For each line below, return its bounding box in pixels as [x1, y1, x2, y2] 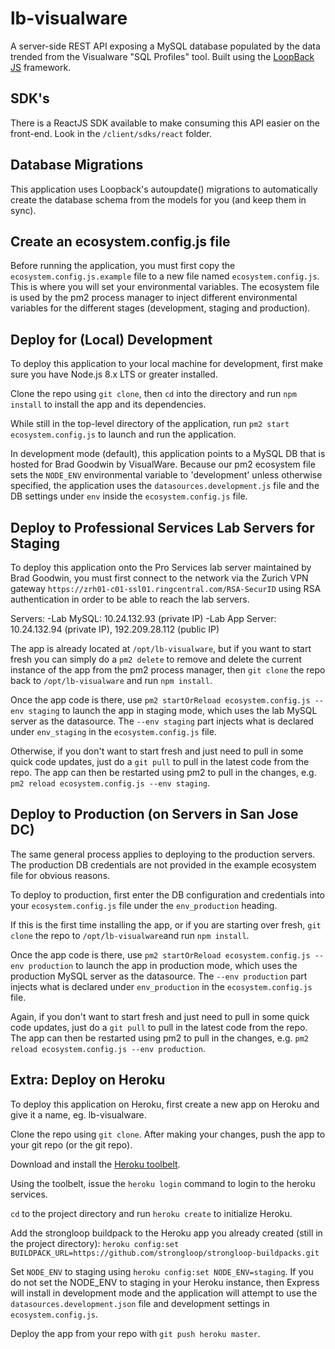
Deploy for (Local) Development [10, 331, 213, 348]
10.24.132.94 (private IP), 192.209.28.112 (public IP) [10, 623, 220, 635]
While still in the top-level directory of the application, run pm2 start [10, 418, 290, 430]
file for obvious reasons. [10, 869, 111, 881]
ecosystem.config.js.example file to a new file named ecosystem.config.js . [10, 270, 320, 282]
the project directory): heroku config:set [10, 1237, 180, 1249]
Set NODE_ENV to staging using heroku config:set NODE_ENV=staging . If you [10, 1265, 314, 1277]
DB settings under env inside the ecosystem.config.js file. [10, 490, 248, 502]
